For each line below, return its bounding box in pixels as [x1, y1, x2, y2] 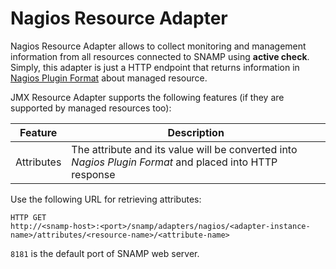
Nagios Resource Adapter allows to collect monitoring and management [10, 40, 307, 52]
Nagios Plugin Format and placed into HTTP [71, 155, 278, 169]
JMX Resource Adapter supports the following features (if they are [10, 91, 285, 103]
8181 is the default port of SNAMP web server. [10, 247, 200, 259]
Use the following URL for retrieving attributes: [10, 193, 202, 205]
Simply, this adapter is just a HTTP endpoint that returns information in [10, 61, 300, 73]
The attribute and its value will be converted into [71, 142, 298, 156]
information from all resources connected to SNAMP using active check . [10, 50, 310, 62]
